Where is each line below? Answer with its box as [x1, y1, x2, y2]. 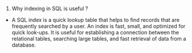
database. [11, 41, 36, 48]
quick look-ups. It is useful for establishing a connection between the [11, 29, 179, 36]
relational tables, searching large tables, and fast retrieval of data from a [11, 35, 186, 42]
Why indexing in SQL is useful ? [11, 5, 89, 12]
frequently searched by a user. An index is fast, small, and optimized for [11, 23, 186, 29]
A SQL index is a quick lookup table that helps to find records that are [11, 16, 180, 23]
